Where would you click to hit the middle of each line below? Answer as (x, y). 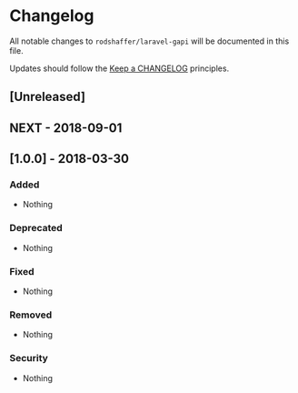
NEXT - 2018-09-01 (66, 128)
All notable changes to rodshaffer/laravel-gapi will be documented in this (149, 41)
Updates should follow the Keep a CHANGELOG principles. (119, 68)
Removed (31, 315)
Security (29, 358)
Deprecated (36, 228)
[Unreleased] (48, 97)
